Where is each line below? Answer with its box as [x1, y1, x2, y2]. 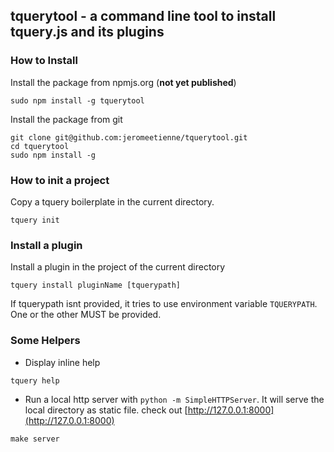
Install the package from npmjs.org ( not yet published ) [10, 76, 237, 88]
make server [10, 434, 60, 444]
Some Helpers [10, 334, 81, 348]
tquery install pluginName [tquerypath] [10, 280, 182, 291]
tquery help [10, 375, 60, 386]
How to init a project [10, 173, 110, 187]
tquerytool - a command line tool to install [10, 8, 277, 25]
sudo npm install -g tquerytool [10, 95, 145, 106]
